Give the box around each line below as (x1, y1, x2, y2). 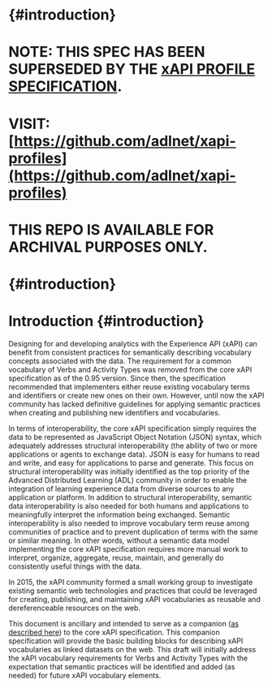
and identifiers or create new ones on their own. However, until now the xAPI (8, 390, 265, 400)
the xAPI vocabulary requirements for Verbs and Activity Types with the (8, 653, 248, 663)
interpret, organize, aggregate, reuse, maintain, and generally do (8, 553, 225, 562)
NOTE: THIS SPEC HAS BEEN (8, 43, 205, 62)
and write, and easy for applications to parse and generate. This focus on (8, 458, 254, 467)
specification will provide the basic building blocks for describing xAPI (8, 635, 244, 646)
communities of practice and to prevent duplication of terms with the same (8, 527, 258, 536)
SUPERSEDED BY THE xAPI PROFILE (8, 60, 256, 79)
